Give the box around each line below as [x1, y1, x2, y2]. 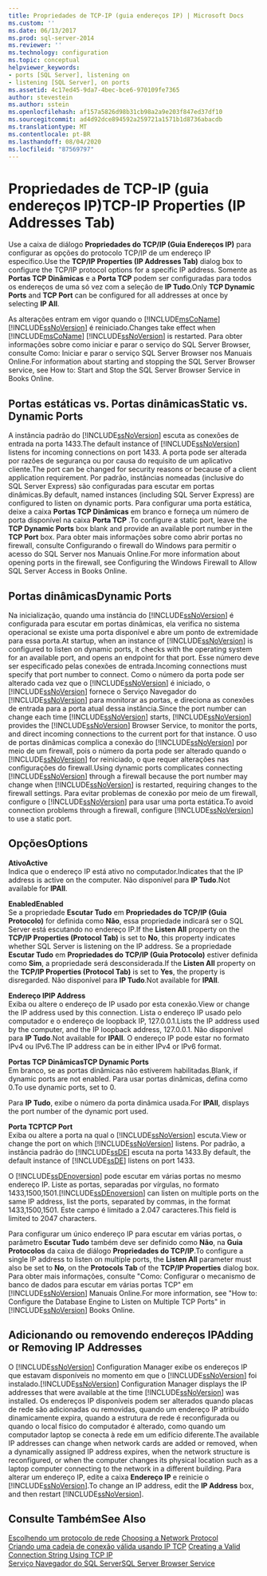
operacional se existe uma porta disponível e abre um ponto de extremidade [8, 627, 259, 636]
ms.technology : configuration [8, 49, 109, 57]
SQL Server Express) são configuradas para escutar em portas [8, 482, 215, 491]
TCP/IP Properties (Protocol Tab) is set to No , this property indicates [8, 932, 236, 942]
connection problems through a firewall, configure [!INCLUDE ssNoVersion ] [8, 805, 253, 814]
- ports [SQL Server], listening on [8, 71, 130, 79]
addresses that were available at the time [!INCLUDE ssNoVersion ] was [8, 1387, 240, 1397]
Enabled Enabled [8, 899, 64, 908]
